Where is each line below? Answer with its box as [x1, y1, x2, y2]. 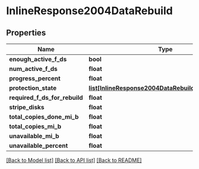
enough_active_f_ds [9, 55, 67, 63]
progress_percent [9, 74, 61, 82]
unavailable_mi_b [9, 132, 59, 140]
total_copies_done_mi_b [9, 113, 79, 121]
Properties [6, 28, 46, 38]
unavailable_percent [9, 142, 68, 149]
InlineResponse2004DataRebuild [6, 4, 173, 18]
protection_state [9, 84, 57, 92]
